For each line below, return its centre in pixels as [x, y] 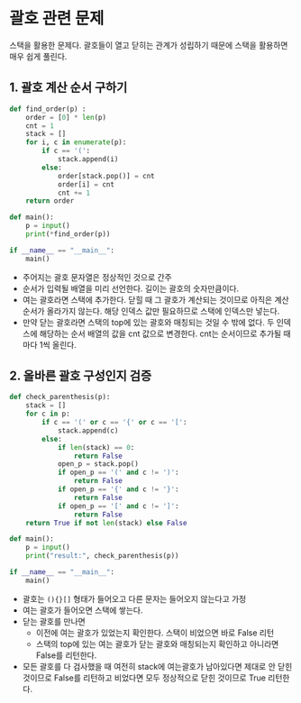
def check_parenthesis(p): [60, 397]
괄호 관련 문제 [57, 18]
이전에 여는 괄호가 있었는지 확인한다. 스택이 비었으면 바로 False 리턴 [155, 633]
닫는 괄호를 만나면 [54, 621]
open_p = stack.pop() [98, 464]
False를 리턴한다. [66, 655]
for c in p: [48, 414]
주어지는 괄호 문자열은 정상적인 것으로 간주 [97, 277]
